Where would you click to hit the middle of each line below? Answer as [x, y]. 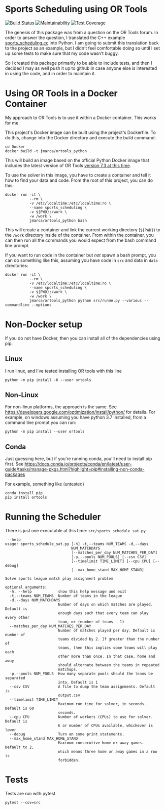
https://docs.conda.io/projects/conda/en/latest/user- [78, 464]
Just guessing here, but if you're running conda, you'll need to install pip [79, 459]
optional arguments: [26, 587]
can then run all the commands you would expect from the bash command [81, 240]
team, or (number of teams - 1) [91, 622]
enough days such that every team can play [103, 613]
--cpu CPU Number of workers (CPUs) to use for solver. [81, 717]
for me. [12, 123]
